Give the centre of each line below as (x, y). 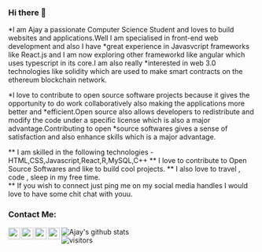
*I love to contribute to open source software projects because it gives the (129, 95)
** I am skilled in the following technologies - (81, 152)
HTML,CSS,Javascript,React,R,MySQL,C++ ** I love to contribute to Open (127, 161)
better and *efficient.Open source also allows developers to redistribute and (131, 112)
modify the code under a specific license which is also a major (109, 120)
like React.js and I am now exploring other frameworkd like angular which (127, 55)
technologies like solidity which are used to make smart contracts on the (125, 72)
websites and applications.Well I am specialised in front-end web (113, 38)
